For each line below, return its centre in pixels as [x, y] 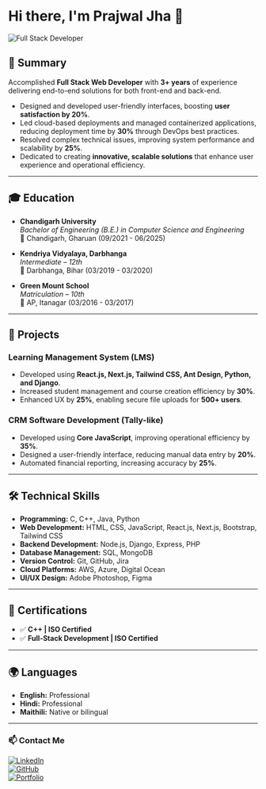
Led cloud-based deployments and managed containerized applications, [138, 123]
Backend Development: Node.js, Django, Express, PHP [110, 544]
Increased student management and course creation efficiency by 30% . [137, 391]
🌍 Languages [43, 672]
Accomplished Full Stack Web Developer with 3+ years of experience [123, 82]
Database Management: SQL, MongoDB [86, 553]
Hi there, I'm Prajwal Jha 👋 [96, 16]
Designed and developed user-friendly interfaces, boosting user [125, 105]
